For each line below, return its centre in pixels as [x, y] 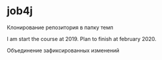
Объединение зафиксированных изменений [63, 50]
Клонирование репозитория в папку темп [60, 27]
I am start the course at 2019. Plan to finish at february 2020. [82, 39]
